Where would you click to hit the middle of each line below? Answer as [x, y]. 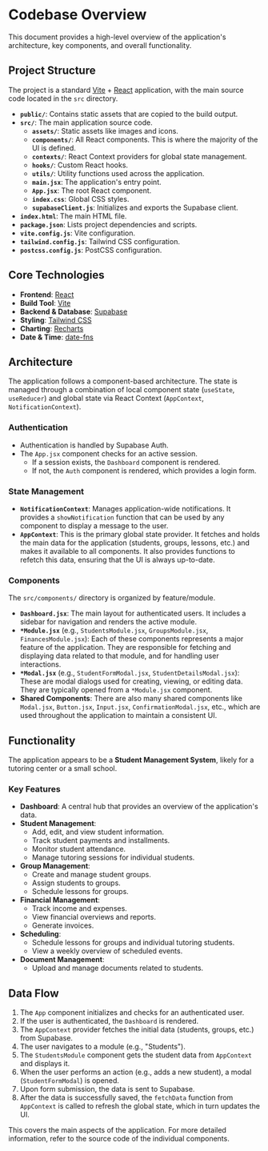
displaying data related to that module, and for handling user [119, 656]
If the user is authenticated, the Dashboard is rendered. [109, 1021]
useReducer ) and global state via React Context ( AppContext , [106, 399]
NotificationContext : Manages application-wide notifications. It [125, 508]
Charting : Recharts [52, 328]
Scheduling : [40, 934]
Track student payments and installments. [101, 840]
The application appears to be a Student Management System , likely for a [131, 760]
